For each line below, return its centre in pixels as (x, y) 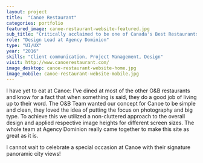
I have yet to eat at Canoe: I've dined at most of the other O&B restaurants (98, 91)
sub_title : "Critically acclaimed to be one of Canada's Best (86, 34)
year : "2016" (23, 51)
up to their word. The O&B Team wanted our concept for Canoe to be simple (101, 104)
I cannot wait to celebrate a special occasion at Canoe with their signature (98, 147)
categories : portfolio (35, 23)
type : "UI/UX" (24, 46)
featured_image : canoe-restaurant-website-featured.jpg (78, 29)
